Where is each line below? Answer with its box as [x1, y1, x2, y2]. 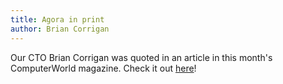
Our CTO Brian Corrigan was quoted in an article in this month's [10, 51, 273, 63]
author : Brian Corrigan [10, 24, 110, 34]
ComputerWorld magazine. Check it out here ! [10, 62, 197, 74]
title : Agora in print [10, 14, 105, 25]
